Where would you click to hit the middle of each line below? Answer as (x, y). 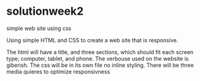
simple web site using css (39, 28)
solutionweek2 (45, 11)
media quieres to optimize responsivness (58, 71)
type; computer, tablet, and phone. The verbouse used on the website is (98, 58)
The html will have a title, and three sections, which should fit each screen (100, 52)
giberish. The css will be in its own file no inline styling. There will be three (100, 65)
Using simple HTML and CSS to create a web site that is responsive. (92, 40)
